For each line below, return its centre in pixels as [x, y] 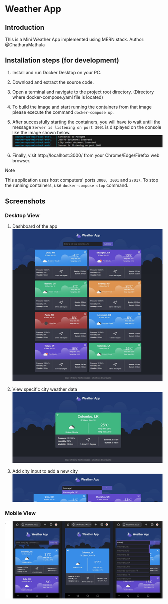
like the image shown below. [41, 132]
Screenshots [25, 201]
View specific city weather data [45, 389]
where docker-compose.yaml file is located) [58, 97]
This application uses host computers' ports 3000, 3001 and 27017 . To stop [82, 180]
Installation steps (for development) [62, 60]
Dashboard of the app [35, 226]
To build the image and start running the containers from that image [82, 107]
